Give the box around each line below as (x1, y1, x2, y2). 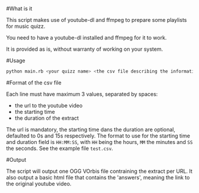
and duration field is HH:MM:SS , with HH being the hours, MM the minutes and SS (6, 138, 193, 145)
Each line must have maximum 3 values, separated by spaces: (6, 90, 158, 97)
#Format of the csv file (6, 79, 62, 86)
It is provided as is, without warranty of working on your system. (6, 45, 163, 53)
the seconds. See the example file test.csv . (6, 145, 114, 152)
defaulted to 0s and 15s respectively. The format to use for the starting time (6, 132, 191, 139)
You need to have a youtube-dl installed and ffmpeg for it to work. (6, 34, 167, 41)
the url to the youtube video (14, 102, 83, 109)
